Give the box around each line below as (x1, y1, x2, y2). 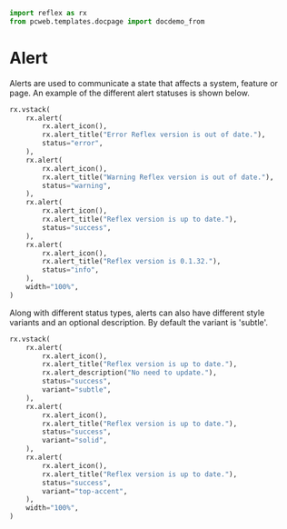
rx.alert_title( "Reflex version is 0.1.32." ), (42, 257, 222, 266)
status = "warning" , (42, 181, 112, 190)
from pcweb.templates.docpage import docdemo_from (9, 16, 205, 26)
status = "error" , (42, 139, 104, 148)
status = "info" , (42, 265, 100, 274)
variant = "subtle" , (42, 385, 112, 394)
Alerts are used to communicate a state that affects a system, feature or (9, 77, 279, 88)
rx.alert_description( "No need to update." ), (42, 368, 218, 377)
